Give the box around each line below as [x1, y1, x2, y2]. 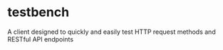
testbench [7, 4, 70, 20]
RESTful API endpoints [7, 35, 73, 43]
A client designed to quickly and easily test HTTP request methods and [7, 27, 216, 36]
